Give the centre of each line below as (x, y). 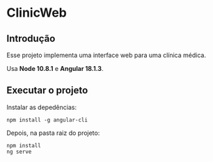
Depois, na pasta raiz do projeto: (53, 133)
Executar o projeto (47, 91)
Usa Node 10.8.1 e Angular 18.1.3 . (55, 68)
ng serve (19, 152)
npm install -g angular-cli (47, 120)
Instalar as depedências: (42, 107)
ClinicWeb (37, 13)
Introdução (31, 39)
